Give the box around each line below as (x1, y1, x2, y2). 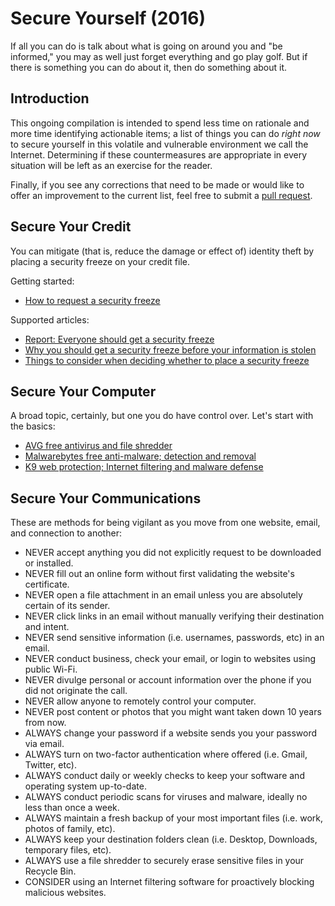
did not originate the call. (24, 685, 128, 697)
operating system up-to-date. (24, 780, 147, 792)
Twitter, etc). (24, 759, 77, 771)
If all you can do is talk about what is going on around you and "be (10, 40, 283, 52)
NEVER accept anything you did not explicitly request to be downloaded (24, 547, 322, 559)
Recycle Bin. (24, 865, 77, 877)
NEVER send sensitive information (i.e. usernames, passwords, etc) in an (24, 632, 325, 644)
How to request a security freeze (24, 294, 161, 306)
